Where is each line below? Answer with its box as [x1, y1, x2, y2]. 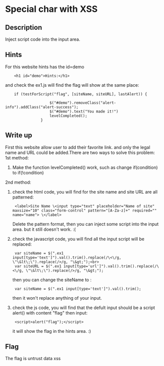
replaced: [12, 241, 32, 247]
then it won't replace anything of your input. [12, 295, 102, 301]
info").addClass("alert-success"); [5, 105, 79, 109]
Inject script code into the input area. [5, 36, 80, 42]
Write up [5, 131, 32, 140]
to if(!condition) [12, 169, 44, 175]
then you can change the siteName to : [12, 276, 92, 283]
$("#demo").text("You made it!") [49, 109, 119, 114]
